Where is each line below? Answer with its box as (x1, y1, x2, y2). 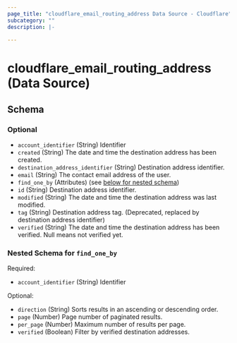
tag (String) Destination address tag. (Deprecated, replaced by (17, 208, 200, 217)
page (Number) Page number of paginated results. (17, 313, 163, 321)
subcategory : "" (7, 17, 55, 24)
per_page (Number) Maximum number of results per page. (17, 320, 186, 329)
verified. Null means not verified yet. (17, 231, 123, 239)
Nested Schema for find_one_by (7, 248, 118, 258)
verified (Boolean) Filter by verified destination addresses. (17, 327, 190, 336)
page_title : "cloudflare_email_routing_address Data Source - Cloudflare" (7, 10, 232, 18)
